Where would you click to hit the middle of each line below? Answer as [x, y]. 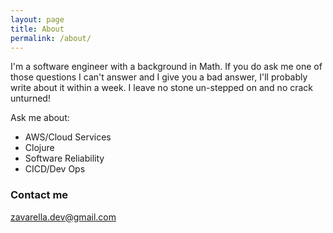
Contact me [39, 195]
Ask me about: [40, 118]
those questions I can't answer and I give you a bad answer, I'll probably [159, 77]
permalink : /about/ [51, 38]
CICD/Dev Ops [55, 169]
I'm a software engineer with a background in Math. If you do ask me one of [166, 67]
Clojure [39, 148]
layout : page [37, 19]
